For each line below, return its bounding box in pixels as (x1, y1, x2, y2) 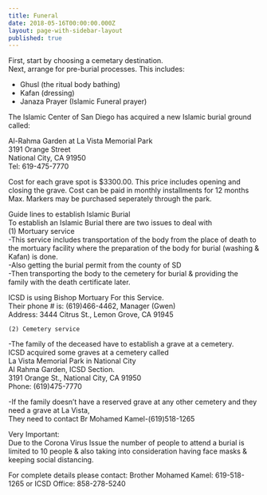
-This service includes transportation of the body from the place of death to (8, 235, 257, 244)
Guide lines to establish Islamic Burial (8, 209, 131, 220)
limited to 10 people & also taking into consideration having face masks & (8, 446, 248, 456)
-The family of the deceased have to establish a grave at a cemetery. (8, 339, 234, 349)
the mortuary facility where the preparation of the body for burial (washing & (8, 244, 260, 253)
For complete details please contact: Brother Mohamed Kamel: (8, 470, 214, 480)
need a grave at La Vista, (8, 406, 90, 415)
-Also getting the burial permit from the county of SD (8, 260, 182, 270)
